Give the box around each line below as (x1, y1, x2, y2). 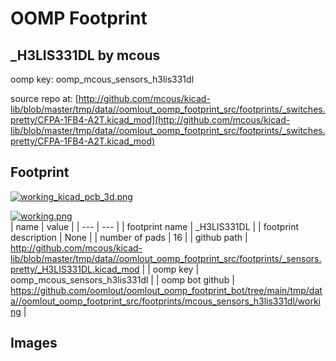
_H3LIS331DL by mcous (10, 47, 161, 64)
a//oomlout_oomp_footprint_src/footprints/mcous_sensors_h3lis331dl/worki (10, 295, 322, 307)
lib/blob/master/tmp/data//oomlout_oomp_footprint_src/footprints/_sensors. (10, 252, 322, 264)
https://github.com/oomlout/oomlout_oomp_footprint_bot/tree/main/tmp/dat (10, 284, 323, 296)
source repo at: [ (10, 93, 79, 104)
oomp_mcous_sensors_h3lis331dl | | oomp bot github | (10, 273, 235, 286)
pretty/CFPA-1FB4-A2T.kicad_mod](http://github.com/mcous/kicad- (10, 114, 291, 126)
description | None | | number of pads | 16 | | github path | (10, 231, 248, 243)
